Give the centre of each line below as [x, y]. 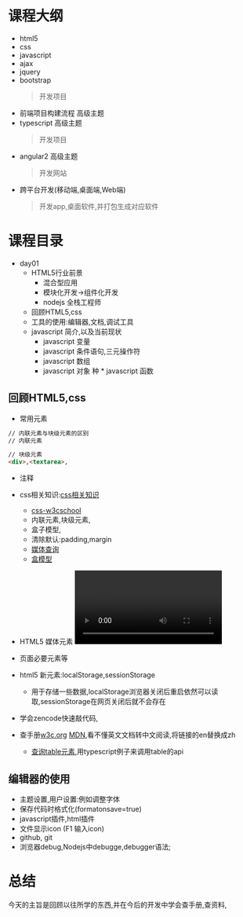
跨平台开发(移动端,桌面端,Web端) [73, 189]
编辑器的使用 [39, 779]
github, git [36, 837]
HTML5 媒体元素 [46, 642]
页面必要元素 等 [44, 658]
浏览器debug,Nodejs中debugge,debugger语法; [95, 847]
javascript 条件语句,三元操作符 [92, 351]
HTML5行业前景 [57, 273]
